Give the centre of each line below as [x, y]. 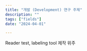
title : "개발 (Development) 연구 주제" [44, 10]
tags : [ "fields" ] [23, 19]
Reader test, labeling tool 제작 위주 [40, 43]
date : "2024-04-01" [26, 24]
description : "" [22, 14]
